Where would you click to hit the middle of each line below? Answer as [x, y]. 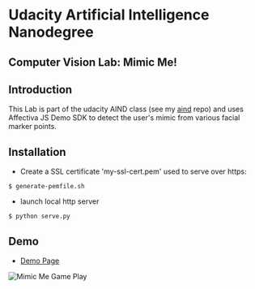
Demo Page [40, 261]
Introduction [40, 90]
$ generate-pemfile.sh [47, 187]
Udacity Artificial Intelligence [109, 15]
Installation [37, 152]
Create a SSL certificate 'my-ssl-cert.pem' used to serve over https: [133, 171]
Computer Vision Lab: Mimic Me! [93, 62]
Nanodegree [51, 32]
